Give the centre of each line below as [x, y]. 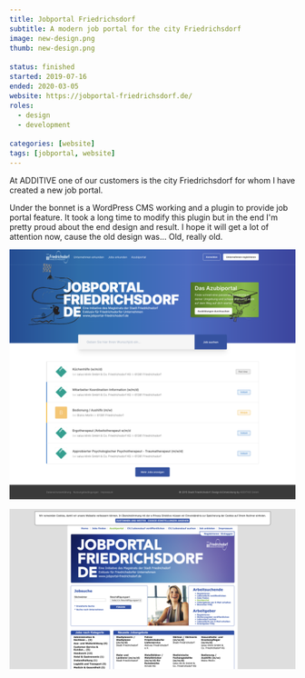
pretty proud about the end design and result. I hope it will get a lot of [139, 226]
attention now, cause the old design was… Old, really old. [116, 236]
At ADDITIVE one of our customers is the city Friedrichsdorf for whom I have [152, 180]
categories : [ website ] [52, 144]
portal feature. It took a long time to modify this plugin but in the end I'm [144, 217]
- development [44, 125]
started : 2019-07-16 [49, 77]
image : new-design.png [52, 38]
